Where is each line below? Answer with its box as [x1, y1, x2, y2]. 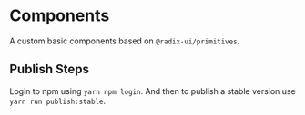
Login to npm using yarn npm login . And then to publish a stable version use [9, 85, 296, 96]
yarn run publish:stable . [9, 95, 107, 106]
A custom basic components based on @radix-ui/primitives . [9, 35, 240, 46]
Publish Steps [9, 62, 89, 77]
